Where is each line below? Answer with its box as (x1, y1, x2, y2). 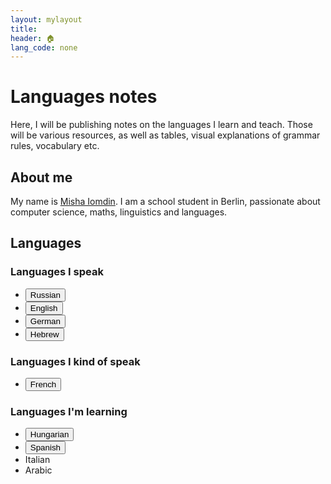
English (29, 302, 58, 313)
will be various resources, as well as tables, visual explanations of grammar (10, 129, 321, 141)
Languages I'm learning (10, 404, 128, 418)
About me (10, 169, 73, 186)
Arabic (24, 464, 53, 476)
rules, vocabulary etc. (10, 140, 100, 152)
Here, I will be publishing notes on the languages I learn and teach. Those (10, 119, 313, 131)
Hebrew (29, 329, 60, 340)
